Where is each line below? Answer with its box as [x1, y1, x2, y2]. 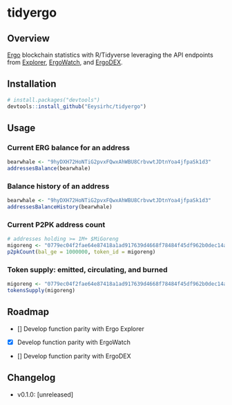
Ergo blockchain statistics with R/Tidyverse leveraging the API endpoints [7, 51, 214, 59]
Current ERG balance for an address [7, 143, 130, 152]
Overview [7, 33, 50, 44]
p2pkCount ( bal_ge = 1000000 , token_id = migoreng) [7, 249, 156, 255]
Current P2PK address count [7, 219, 106, 229]
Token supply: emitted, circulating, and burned [7, 264, 168, 274]
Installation [7, 78, 57, 90]
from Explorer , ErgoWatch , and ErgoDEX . [7, 58, 123, 66]
